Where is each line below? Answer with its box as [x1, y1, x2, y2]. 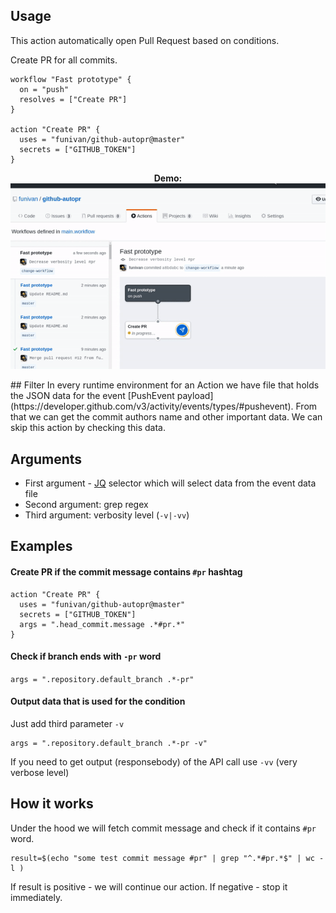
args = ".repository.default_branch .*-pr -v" [10, 738, 208, 748]
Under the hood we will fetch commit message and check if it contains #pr [10, 822, 317, 834]
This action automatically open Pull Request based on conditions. [10, 34, 280, 46]
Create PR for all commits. [10, 54, 118, 66]
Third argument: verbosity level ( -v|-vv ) [24, 509, 190, 521]
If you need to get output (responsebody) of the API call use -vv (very [10, 755, 298, 768]
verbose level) [10, 766, 70, 778]
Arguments [10, 450, 83, 468]
